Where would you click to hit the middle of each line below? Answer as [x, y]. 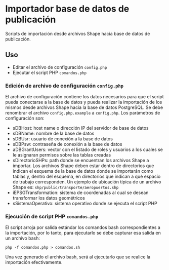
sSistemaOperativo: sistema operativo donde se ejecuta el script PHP [85, 204]
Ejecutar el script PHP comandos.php [50, 72]
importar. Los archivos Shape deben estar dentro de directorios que [83, 166]
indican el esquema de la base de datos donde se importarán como [83, 171]
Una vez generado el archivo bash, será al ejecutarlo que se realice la [78, 257]
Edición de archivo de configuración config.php [65, 86]
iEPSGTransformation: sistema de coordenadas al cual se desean [80, 192]
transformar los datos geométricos [49, 198]
